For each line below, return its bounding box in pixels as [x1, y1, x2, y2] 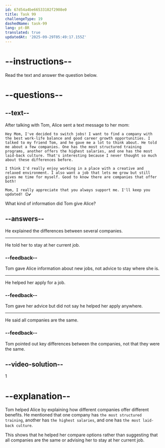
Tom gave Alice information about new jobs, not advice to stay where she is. [5, 265, 160, 271]
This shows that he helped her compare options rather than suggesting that [5, 432, 158, 438]
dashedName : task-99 [5, 21, 48, 26]
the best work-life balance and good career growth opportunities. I [5, 136, 151, 141]
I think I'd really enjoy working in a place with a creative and [5, 166, 144, 171]
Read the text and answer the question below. [5, 72, 98, 78]
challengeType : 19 [5, 16, 43, 21]
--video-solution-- [5, 360, 63, 368]
